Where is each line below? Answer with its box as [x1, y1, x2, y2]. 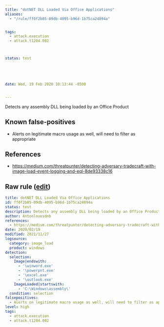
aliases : [5, 12, 23, 17]
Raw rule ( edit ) [5, 182, 51, 191]
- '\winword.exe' [18, 263, 54, 269]
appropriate [12, 136, 36, 142]
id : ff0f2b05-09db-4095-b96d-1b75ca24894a [5, 200, 93, 205]
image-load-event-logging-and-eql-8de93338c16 [12, 168, 113, 174]
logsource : [5, 237, 27, 241]
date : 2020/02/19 [5, 227, 41, 232]
